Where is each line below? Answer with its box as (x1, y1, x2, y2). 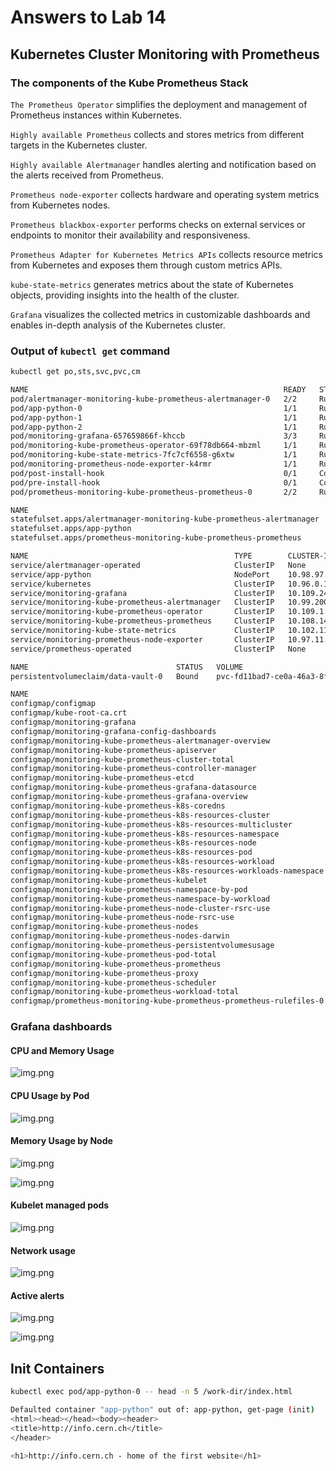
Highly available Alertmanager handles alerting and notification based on (10, 158, 317, 170)
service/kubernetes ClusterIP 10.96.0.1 (10, 579, 329, 589)
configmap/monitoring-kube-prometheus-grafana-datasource (10, 782, 257, 793)
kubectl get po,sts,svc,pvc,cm (10, 367, 141, 377)
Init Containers (10, 1360, 105, 1377)
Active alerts (10, 1289, 65, 1301)
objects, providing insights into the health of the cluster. (10, 289, 240, 301)
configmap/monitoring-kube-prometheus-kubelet (10, 875, 208, 885)
